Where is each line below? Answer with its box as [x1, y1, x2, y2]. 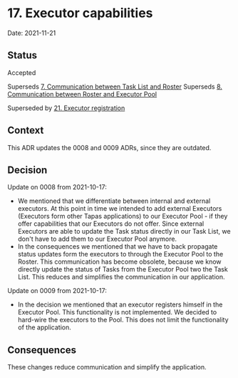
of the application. [17, 323, 71, 332]
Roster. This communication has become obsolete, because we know [17, 257, 222, 266]
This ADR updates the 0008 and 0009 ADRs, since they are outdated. [7, 143, 212, 151]
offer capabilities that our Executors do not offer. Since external [17, 219, 205, 228]
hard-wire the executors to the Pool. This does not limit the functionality [17, 316, 229, 324]
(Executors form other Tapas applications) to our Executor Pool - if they [17, 212, 228, 221]
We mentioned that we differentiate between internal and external [17, 197, 211, 205]
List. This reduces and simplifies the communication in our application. [17, 273, 226, 282]
